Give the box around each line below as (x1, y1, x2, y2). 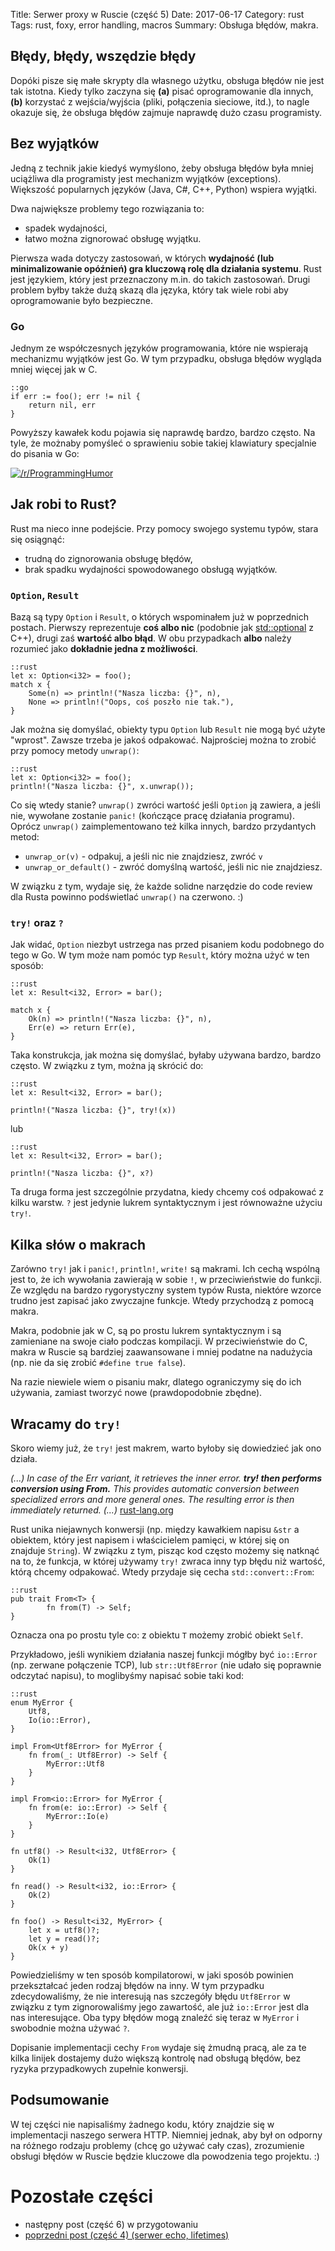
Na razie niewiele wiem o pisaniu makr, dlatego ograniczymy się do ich (10, 1376, 302, 1388)
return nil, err (28, 400, 97, 410)
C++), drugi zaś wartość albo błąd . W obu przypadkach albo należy (10, 632, 292, 644)
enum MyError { (10, 1697, 74, 1708)
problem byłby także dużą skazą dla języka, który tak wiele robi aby (10, 284, 289, 296)
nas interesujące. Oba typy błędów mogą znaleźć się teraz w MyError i (10, 2011, 300, 2023)
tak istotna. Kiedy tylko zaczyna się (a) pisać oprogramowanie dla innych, (10, 85, 314, 97)
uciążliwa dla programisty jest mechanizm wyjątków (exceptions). (10, 172, 282, 184)
